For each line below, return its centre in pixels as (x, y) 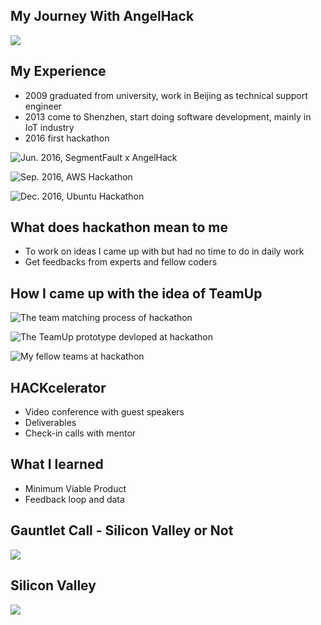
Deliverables (50, 423)
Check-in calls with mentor (80, 433)
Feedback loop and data (74, 499)
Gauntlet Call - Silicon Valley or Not (122, 530)
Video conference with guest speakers (104, 412)
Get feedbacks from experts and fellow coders (121, 262)
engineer (43, 106)
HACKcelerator (58, 387)
